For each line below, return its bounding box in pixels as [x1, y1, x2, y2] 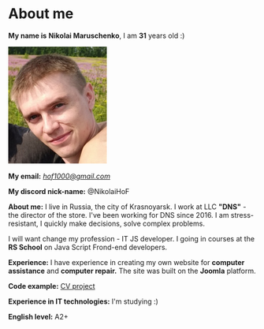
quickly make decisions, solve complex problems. [43, 219, 205, 228]
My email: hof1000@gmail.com [8, 171, 110, 181]
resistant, [8, 219, 39, 228]
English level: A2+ [8, 312, 69, 321]
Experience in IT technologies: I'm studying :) [8, 297, 159, 306]
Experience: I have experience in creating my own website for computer [8, 257, 245, 267]
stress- [230, 210, 255, 219]
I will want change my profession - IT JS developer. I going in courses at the [8, 234, 255, 243]
